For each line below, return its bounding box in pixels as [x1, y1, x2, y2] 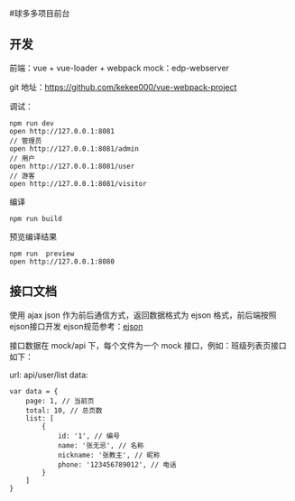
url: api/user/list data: [9, 369, 88, 380]
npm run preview [9, 249, 75, 258]
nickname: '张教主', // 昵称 [57, 450, 161, 459]
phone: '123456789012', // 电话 [57, 459, 177, 469]
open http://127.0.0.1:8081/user [9, 162, 135, 171]
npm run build [9, 214, 63, 223]
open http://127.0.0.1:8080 [9, 256, 115, 266]
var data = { [9, 386, 59, 395]
